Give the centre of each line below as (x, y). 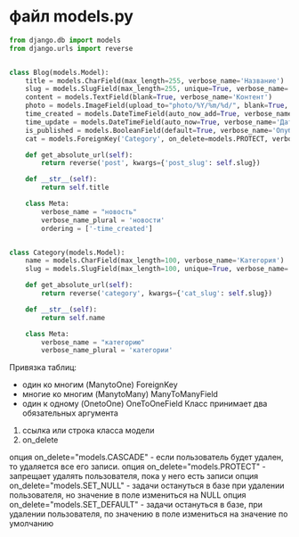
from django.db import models (65, 40)
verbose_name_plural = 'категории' (107, 351)
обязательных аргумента (70, 413)
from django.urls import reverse (71, 48)
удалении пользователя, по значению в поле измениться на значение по (149, 514)
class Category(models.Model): (67, 252)
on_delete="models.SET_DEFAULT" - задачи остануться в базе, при (136, 505)
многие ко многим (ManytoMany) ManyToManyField (120, 394)
